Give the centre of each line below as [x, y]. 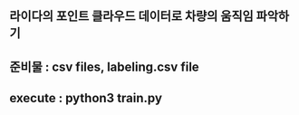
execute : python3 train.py [86, 98]
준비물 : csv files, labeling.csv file [104, 67]
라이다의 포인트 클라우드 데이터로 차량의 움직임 [131, 16]
